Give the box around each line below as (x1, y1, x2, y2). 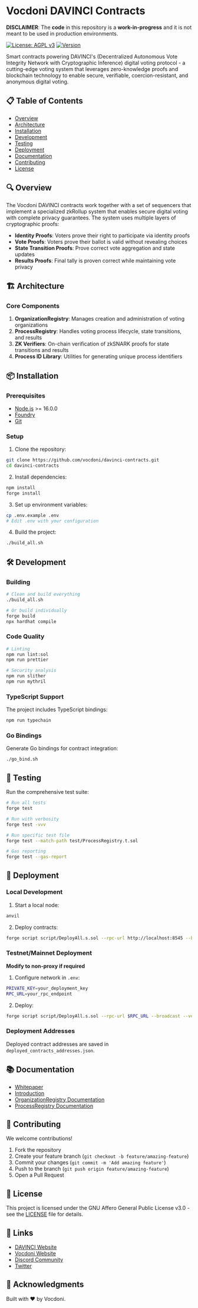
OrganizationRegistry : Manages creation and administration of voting (14, 315, 184, 322)
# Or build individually (6, 608, 67, 613)
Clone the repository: (14, 445, 67, 453)
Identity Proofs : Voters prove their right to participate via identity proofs (14, 232, 190, 239)
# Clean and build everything (6, 592, 81, 598)
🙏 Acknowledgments (6, 1280, 84, 1290)
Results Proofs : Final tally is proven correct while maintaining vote (14, 257, 176, 264)
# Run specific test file (6, 832, 70, 838)
